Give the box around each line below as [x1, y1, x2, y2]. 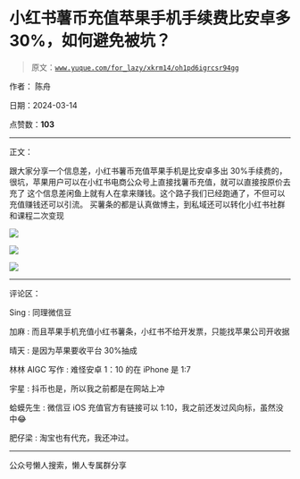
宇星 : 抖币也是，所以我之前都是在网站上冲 [9, 382, 165, 394]
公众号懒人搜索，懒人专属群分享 [9, 459, 127, 470]
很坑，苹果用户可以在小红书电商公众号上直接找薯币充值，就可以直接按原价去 [9, 176, 291, 187]
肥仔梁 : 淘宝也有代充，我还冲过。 [9, 432, 134, 443]
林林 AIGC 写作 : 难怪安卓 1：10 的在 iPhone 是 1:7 [9, 364, 191, 374]
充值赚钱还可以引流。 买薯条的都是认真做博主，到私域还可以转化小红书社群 [9, 199, 286, 210]
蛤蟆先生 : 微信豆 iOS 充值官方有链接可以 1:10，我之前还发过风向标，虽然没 [9, 402, 284, 413]
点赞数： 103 [9, 118, 55, 130]
